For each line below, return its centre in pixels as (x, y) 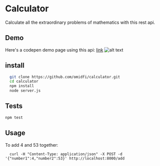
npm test (14, 117)
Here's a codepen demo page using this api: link (54, 50)
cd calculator (24, 82)
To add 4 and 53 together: (32, 145)
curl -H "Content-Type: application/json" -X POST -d (66, 154)
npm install (22, 86)
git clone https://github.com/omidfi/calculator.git (65, 77)
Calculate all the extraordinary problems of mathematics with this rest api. (80, 22)
